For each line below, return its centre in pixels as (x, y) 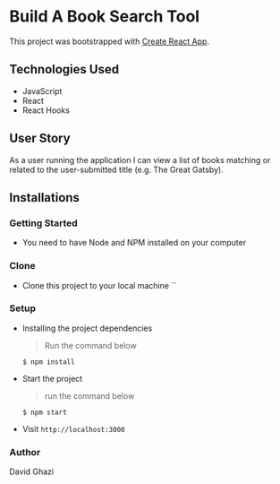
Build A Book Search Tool (104, 17)
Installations (45, 198)
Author (25, 452)
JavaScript (42, 91)
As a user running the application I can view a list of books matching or (140, 160)
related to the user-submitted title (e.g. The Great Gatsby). (116, 169)
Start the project (52, 378)
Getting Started (43, 223)
